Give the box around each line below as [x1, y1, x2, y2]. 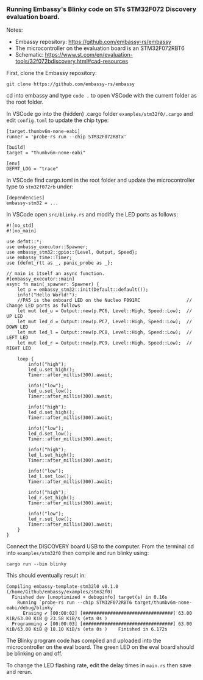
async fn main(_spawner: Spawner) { [6, 281, 99, 288]
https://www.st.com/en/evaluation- [45, 51, 133, 59]
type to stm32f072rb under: [6, 183, 74, 190]
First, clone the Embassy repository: [6, 70, 97, 77]
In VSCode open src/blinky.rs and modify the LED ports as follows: [6, 211, 179, 218]
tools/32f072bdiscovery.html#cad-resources [15, 57, 129, 65]
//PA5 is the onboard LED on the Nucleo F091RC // [17, 298, 192, 304]
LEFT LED [6, 335, 29, 341]
